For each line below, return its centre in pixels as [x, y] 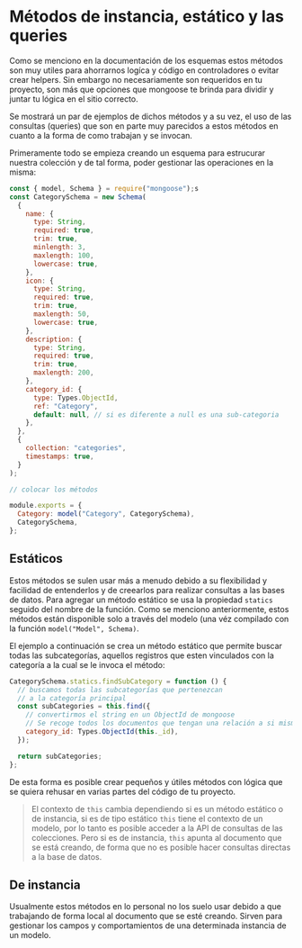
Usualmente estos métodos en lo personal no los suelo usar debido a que [145, 907]
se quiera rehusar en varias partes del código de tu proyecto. [123, 791]
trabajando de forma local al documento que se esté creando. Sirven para [146, 916]
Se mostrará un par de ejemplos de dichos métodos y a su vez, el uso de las [151, 116]
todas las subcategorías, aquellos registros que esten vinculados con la [142, 655]
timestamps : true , [60, 456]
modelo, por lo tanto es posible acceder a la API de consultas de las [157, 828]
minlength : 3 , [60, 248]
